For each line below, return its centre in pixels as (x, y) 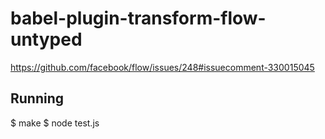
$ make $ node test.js (55, 123)
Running (37, 98)
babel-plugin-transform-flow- (138, 18)
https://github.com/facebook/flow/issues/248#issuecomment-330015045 (162, 67)
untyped (46, 39)
